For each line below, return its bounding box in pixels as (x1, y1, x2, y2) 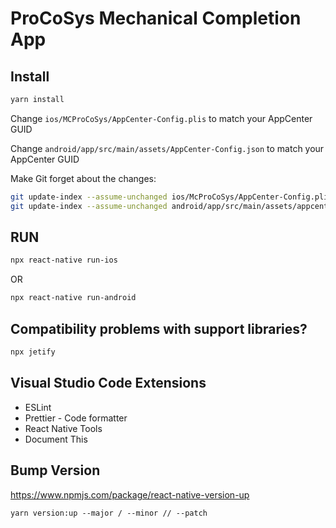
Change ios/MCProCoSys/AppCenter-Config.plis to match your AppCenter (10, 112, 313, 124)
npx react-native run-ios (10, 255, 118, 266)
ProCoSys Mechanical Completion (10, 7, 302, 30)
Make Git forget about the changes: (10, 172, 157, 184)
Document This (24, 433, 88, 445)
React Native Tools (24, 422, 103, 434)
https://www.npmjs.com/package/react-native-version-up (10, 488, 250, 501)
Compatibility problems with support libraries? (10, 320, 308, 337)
